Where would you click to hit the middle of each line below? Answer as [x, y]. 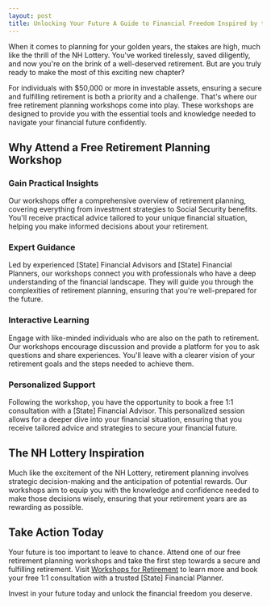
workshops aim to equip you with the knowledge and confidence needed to [134, 490]
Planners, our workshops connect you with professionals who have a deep [132, 274]
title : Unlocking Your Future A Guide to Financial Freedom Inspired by [133, 23]
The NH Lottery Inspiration [77, 453]
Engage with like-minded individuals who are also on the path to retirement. [134, 338]
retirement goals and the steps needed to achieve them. [101, 364]
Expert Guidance [42, 247]
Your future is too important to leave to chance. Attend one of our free [125, 552]
